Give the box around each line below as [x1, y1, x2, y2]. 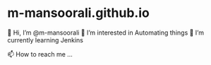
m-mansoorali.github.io [7, 5, 150, 21]
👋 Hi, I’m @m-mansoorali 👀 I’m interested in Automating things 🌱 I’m [7, 28, 205, 37]
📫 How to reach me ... [7, 49, 73, 58]
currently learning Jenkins [7, 35, 83, 44]
